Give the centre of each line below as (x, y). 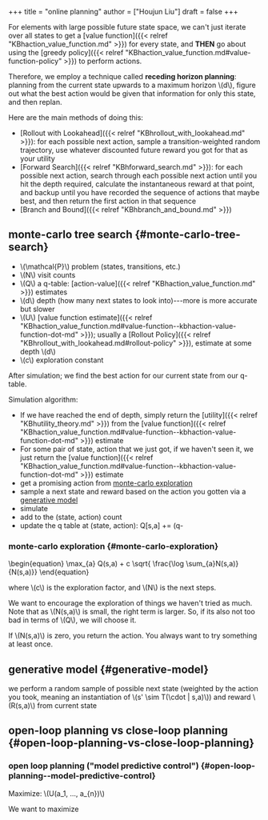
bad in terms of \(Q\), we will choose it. (72, 620)
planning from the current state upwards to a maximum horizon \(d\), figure (132, 85)
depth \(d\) (38, 351)
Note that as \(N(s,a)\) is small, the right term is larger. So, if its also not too (132, 612)
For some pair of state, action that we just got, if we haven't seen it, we (137, 449)
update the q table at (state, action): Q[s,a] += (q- (102, 525)
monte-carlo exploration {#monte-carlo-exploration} (113, 546)
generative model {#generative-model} (109, 669)
